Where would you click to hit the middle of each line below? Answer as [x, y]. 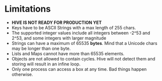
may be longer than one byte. [41, 48]
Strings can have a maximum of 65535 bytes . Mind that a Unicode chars [84, 43]
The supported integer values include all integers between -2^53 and [81, 33]
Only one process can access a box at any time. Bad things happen [79, 69]
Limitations [28, 9]
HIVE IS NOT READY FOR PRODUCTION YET [57, 22]
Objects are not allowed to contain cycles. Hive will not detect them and [83, 59]
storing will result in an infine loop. [46, 64]
